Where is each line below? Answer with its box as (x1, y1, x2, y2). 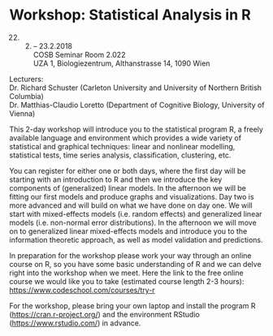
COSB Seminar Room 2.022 (32, 50, 126, 59)
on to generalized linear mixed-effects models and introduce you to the (9, 226, 248, 236)
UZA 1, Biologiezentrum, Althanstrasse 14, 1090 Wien (32, 58, 210, 68)
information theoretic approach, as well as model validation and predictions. (9, 235, 263, 244)
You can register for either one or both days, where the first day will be (9, 166, 246, 175)
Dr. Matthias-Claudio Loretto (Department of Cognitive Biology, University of (9, 100, 265, 110)
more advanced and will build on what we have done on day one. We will (9, 200, 253, 210)
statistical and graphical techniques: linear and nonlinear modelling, (9, 141, 236, 151)
